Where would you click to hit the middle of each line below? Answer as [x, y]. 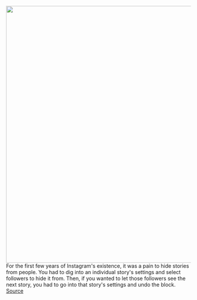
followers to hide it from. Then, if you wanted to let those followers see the [96, 278]
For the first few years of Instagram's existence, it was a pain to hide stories [98, 266]
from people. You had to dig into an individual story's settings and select [94, 272]
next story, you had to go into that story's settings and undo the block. [91, 284]
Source [15, 291]
